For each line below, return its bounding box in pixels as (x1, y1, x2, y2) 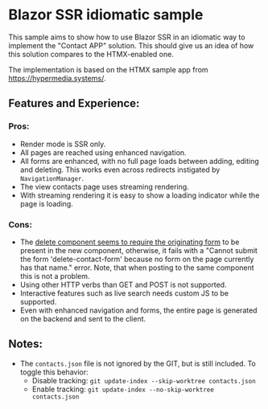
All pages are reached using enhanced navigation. (19, 147, 187, 157)
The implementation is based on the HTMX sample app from (8, 64, 208, 74)
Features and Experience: (8, 96, 140, 110)
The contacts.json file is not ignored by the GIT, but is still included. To (19, 358, 256, 368)
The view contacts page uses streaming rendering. (19, 182, 189, 191)
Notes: (8, 337, 43, 351)
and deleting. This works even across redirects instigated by (19, 165, 221, 174)
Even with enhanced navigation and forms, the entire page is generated (19, 305, 258, 315)
